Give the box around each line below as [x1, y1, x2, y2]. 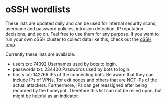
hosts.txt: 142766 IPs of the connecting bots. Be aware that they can [12, 71, 154, 77]
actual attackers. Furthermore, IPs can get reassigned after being [12, 82, 147, 88]
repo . [5, 41, 17, 47]
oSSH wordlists [5, 4, 70, 15]
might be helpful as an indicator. [12, 93, 79, 99]
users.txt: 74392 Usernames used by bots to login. [12, 61, 117, 67]
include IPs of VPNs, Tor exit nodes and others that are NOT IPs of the [12, 77, 157, 83]
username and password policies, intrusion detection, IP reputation [5, 25, 144, 31]
